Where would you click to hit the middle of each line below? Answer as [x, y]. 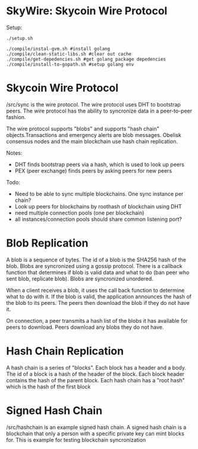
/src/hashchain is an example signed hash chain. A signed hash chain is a [96, 427]
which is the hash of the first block [48, 386]
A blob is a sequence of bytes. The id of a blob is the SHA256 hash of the [96, 260]
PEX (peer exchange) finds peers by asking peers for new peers [93, 170]
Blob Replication [47, 243]
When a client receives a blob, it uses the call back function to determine [95, 290]
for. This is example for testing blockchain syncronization [76, 439]
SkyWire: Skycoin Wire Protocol [87, 11]
